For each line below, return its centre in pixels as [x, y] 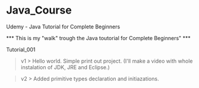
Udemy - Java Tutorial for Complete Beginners [63, 27]
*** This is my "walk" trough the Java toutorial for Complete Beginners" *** [99, 38]
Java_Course [39, 10]
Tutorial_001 [21, 49]
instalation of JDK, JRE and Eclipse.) [65, 67]
